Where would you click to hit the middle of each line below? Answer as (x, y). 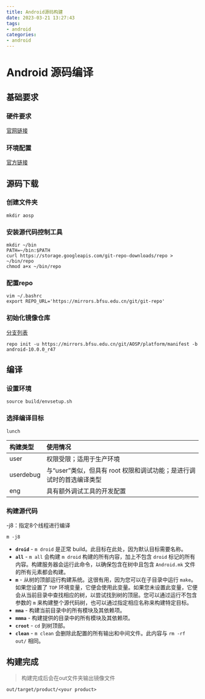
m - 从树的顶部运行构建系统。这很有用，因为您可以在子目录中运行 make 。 (106, 580)
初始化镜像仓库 (28, 318)
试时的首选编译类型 (74, 479)
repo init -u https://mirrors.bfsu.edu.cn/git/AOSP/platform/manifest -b (102, 344)
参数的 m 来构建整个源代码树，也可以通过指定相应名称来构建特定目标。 (103, 603)
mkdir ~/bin (21, 245)
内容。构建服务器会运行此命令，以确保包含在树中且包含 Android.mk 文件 (105, 564)
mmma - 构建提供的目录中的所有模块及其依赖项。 (74, 618)
